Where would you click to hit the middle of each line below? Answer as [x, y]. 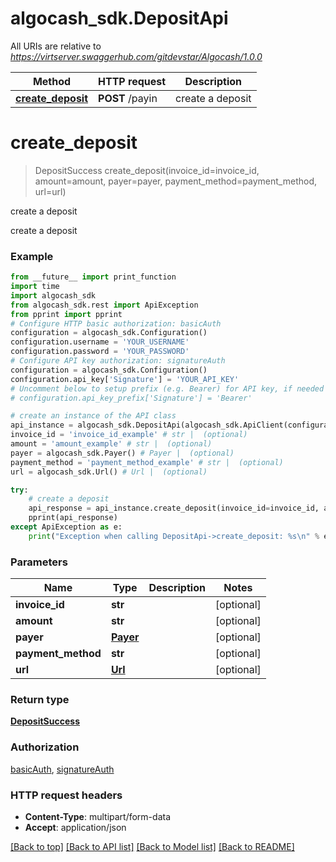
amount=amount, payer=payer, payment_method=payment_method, [176, 181]
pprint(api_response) [73, 518]
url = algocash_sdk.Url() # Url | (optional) [109, 472]
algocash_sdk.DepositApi [119, 18]
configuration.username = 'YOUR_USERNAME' [100, 342]
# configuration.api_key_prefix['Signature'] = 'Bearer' [131, 398]
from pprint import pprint [66, 314]
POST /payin [128, 98]
